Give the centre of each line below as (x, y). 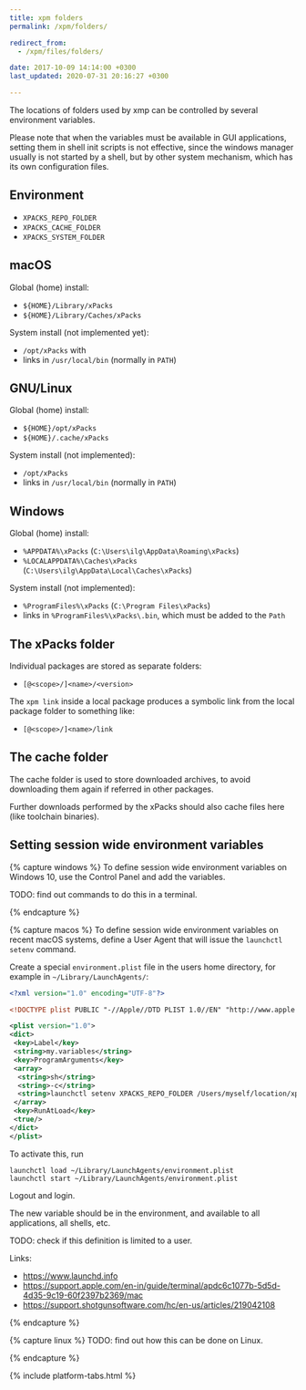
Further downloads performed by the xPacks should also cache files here (147, 806)
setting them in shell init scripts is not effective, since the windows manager (152, 147)
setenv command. (43, 949)
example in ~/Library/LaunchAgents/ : (79, 976)
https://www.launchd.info (70, 1276)
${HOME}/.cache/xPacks (66, 439)
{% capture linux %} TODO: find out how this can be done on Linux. (137, 1340)
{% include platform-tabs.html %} (73, 1375)
